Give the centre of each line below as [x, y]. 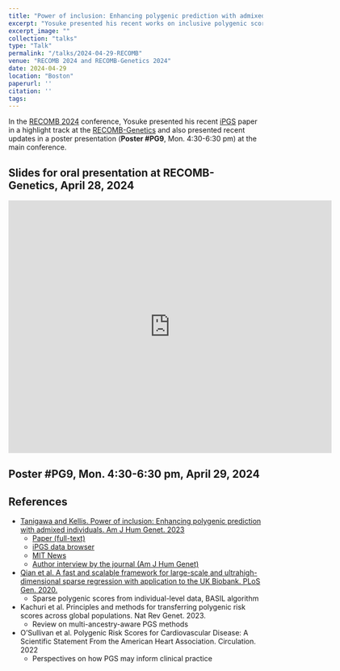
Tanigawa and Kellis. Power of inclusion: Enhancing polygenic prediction [141, 521]
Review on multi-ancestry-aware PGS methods [110, 624]
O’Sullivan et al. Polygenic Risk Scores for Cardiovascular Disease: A [134, 633]
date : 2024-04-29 [38, 69]
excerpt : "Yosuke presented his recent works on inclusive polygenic [128, 23]
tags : [17, 99]
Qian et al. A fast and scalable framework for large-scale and [122, 573]
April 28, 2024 [97, 186]
